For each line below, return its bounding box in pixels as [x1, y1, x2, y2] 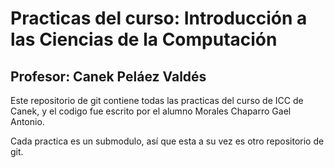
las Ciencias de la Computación [10, 28, 278, 51]
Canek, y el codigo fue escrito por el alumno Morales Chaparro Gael [10, 105, 292, 117]
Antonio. [10, 116, 45, 127]
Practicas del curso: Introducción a [10, 7, 308, 30]
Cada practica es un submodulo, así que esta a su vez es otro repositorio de [10, 135, 325, 147]
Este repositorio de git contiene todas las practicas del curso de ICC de [10, 95, 304, 106]
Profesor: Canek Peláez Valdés [10, 68, 207, 85]
